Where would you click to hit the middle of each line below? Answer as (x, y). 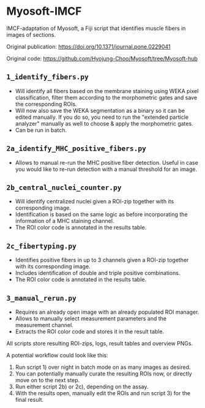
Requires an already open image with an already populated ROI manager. (107, 312)
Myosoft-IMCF (44, 11)
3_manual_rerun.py (41, 298)
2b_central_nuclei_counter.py (64, 187)
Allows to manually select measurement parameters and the (91, 319)
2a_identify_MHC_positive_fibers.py (76, 149)
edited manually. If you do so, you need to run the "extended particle (102, 117)
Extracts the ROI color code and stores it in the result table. (89, 331)
